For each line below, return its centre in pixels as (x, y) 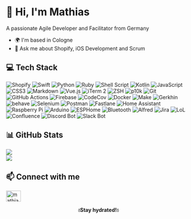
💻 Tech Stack (32, 68)
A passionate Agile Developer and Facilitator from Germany (78, 28)
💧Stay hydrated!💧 (98, 210)
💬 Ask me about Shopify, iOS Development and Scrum (80, 48)
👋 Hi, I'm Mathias (48, 12)
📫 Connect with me (43, 176)
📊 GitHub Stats (35, 135)
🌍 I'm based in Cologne (44, 40)
